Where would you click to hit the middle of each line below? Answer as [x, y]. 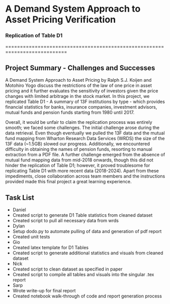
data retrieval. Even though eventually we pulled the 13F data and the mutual [85, 133]
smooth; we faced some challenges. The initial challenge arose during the [82, 128]
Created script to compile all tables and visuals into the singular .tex [83, 275]
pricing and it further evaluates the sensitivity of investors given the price [82, 91]
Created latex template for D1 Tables [50, 248]
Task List [20, 198]
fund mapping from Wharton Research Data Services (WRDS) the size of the [85, 139]
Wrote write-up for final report [44, 291]
